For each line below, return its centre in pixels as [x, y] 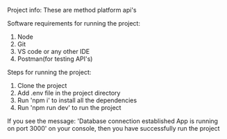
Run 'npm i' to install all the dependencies [77, 100]
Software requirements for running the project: [74, 23]
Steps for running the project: [49, 72]
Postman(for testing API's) [55, 59]
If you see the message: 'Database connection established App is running [113, 121]
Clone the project [42, 85]
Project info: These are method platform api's [72, 10]
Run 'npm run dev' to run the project [69, 108]
